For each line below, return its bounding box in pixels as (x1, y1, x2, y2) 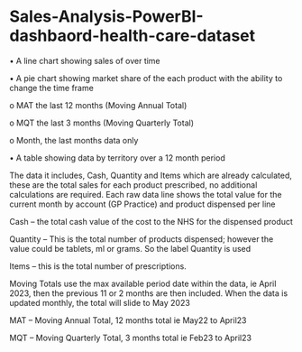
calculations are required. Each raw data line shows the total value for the (9, 189, 282, 199)
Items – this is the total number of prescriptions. (9, 260, 187, 272)
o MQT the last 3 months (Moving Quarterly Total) (9, 117, 195, 128)
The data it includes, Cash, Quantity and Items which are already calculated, (9, 170, 293, 181)
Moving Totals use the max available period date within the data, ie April (9, 278, 277, 289)
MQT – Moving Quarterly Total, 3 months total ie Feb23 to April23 (9, 332, 252, 343)
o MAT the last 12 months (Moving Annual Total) (9, 99, 188, 110)
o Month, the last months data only (9, 134, 139, 145)
